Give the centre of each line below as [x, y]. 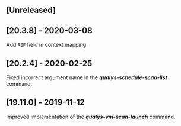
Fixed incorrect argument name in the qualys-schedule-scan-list [87, 77]
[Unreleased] [31, 10]
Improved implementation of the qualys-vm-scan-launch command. [91, 117]
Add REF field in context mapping [46, 45]
